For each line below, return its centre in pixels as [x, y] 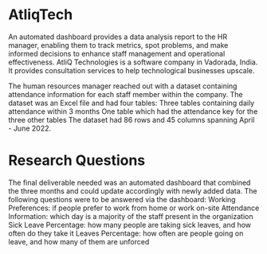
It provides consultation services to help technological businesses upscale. [132, 70]
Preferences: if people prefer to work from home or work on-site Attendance [134, 208]
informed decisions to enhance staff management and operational [117, 53]
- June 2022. [30, 128]
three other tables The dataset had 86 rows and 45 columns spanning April [132, 119]
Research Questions [77, 160]
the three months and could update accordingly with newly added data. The [133, 191]
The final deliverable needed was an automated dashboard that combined [130, 182]
